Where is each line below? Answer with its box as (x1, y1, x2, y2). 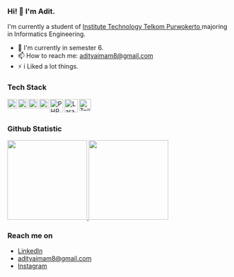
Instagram (17, 261, 47, 271)
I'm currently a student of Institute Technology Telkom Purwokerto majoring (7, 23, 228, 31)
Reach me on (7, 230, 53, 240)
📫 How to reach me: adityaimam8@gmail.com (17, 52, 153, 60)
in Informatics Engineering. (7, 30, 86, 38)
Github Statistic (7, 124, 62, 134)
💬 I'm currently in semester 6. (17, 44, 104, 52)
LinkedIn (17, 247, 43, 255)
